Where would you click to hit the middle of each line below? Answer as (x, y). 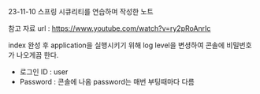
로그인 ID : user (44, 72)
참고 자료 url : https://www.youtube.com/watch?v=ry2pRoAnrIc (110, 28)
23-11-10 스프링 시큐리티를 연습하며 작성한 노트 (81, 11)
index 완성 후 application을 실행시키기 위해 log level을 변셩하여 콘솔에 (117, 45)
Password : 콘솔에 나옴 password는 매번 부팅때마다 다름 (107, 82)
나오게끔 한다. (37, 55)
